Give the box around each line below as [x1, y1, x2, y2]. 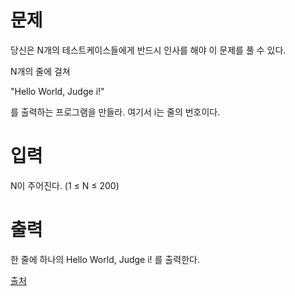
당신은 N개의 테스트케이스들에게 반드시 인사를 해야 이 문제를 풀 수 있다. [10, 44, 287, 56]
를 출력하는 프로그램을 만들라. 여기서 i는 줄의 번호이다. [10, 106, 221, 118]
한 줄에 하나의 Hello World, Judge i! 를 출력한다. [10, 253, 200, 265]
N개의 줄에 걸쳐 [10, 65, 71, 77]
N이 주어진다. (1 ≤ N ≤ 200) [10, 179, 120, 191]
